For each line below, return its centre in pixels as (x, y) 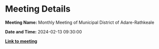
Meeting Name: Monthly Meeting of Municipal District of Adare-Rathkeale (80, 22)
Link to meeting (21, 41)
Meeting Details (38, 9)
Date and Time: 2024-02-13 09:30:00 (44, 32)
